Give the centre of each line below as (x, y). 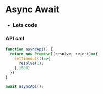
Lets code (25, 25)
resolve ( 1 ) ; (31, 63)
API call (15, 39)
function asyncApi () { (29, 49)
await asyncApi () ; (24, 86)
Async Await (32, 9)
